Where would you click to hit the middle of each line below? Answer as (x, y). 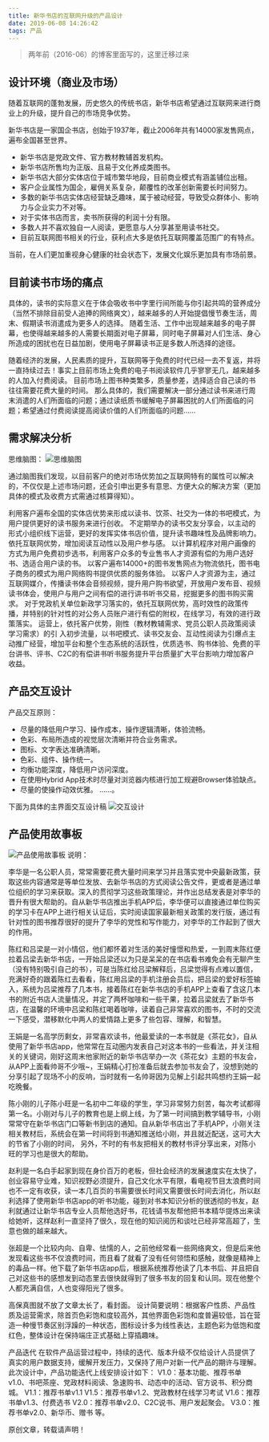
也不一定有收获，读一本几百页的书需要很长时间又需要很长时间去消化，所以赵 (134, 1191)
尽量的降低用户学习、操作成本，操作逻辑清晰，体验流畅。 (114, 729)
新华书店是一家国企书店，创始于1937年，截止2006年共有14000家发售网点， (133, 130)
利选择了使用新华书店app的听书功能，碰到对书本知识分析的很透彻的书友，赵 (134, 1201)
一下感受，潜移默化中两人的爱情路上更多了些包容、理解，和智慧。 (117, 1019)
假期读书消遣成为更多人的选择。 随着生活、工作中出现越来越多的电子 (135, 323)
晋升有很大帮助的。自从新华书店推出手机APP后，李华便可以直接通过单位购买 (134, 902)
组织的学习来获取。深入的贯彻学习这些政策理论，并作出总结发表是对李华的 (138, 892)
